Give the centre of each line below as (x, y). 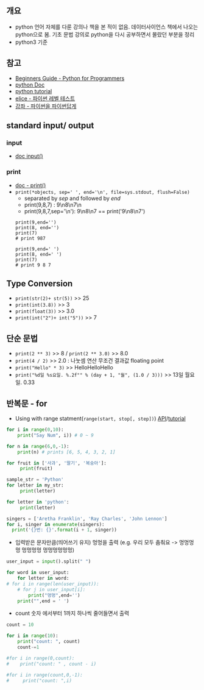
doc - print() (30, 185)
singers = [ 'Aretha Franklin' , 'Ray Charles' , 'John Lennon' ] (87, 519)
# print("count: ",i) (39, 681)
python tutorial (33, 91)
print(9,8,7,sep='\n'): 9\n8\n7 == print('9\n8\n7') (85, 211)
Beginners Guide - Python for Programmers (70, 78)
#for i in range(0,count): (40, 658)
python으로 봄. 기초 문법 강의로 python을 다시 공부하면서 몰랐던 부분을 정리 (105, 34)
